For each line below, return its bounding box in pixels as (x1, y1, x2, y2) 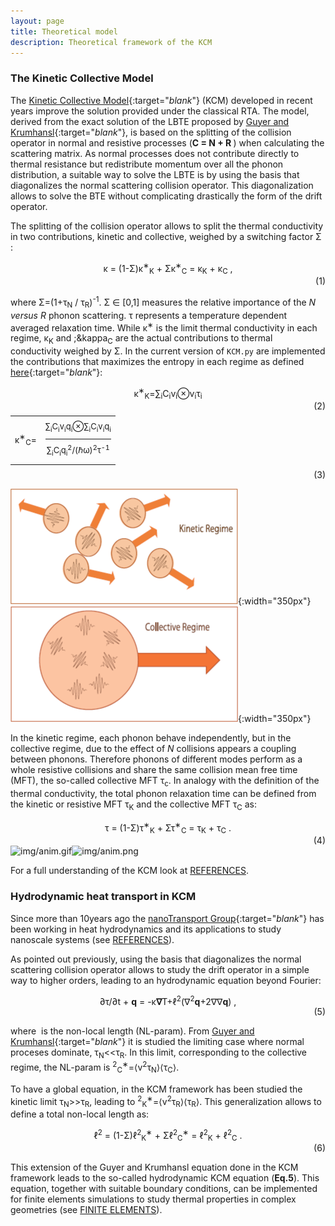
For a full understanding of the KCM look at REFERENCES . (10, 865, 249, 877)
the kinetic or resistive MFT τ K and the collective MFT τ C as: (10, 798, 257, 812)
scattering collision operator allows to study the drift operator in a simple (10, 963, 310, 975)
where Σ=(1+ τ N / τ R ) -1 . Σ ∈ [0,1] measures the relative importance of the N (10, 295, 317, 310)
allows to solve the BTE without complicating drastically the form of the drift (10, 190, 323, 202)
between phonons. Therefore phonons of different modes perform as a (10, 753, 303, 765)
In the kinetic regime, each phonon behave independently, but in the (10, 732, 292, 744)
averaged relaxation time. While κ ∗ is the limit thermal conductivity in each (10, 320, 318, 334)
